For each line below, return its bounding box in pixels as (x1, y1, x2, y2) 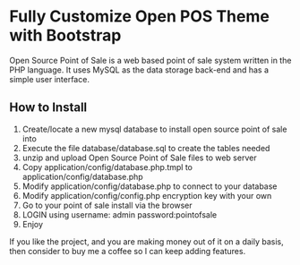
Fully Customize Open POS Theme (9, 6, 270, 27)
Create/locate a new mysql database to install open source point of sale (21, 124, 287, 134)
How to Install (9, 100, 88, 115)
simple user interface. (9, 73, 90, 84)
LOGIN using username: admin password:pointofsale (21, 209, 218, 220)
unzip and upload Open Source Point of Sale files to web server (21, 152, 257, 163)
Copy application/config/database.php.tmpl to (21, 161, 193, 172)
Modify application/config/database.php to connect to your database (21, 181, 278, 192)
